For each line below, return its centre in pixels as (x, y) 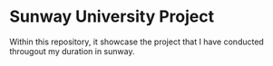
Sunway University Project (112, 17)
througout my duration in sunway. (72, 51)
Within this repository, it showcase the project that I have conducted (137, 42)
